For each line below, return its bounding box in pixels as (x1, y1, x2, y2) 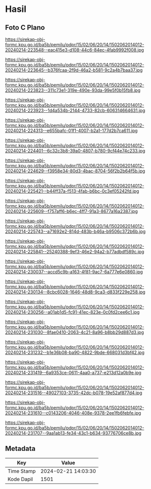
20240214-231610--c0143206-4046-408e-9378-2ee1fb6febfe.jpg (5, 410, 141, 416)
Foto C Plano (5, 23, 45, 32)
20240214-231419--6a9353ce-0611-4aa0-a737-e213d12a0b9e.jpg (5, 370, 142, 375)
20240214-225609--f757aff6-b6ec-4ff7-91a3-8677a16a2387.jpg (5, 209, 138, 214)
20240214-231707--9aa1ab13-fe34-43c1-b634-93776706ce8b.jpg (5, 430, 142, 436)
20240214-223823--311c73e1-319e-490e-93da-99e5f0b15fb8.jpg (5, 87, 141, 93)
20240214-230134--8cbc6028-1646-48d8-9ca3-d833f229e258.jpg (5, 289, 146, 295)
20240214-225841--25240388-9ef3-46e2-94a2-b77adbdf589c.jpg (5, 249, 145, 254)
